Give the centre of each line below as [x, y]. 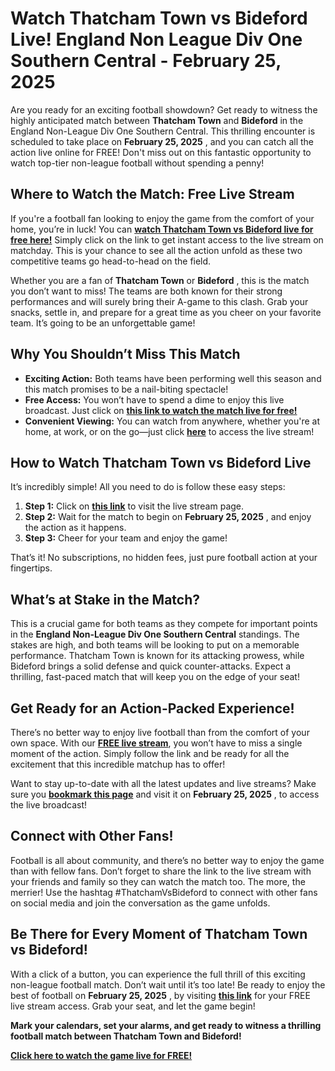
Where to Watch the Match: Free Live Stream [152, 194]
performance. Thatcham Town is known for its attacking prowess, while [157, 656]
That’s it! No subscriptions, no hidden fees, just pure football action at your [164, 558]
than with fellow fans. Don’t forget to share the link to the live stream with [161, 871]
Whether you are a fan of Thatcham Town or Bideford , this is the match [160, 280]
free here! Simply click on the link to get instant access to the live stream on [167, 239]
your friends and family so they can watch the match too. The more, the [158, 881]
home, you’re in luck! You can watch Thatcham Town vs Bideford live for [162, 229]
